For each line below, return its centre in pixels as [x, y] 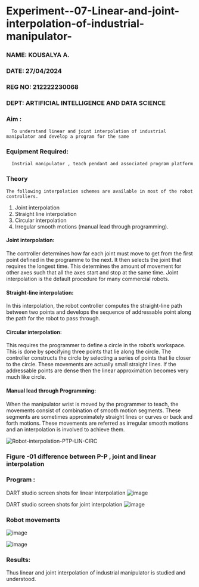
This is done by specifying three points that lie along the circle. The [89, 352]
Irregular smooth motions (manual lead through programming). [91, 226]
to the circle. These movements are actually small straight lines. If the [91, 364]
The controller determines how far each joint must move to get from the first [99, 253]
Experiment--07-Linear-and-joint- [93, 11]
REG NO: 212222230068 [43, 86]
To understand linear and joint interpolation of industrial [89, 132]
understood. [21, 579]
